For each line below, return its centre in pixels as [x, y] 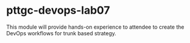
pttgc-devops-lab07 [58, 10]
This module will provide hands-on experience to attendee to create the [95, 27]
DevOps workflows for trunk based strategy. [61, 33]
